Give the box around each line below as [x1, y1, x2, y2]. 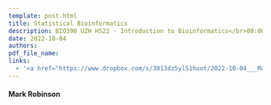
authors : [8, 42, 38, 50]
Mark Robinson [8, 90, 60, 99]
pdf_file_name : [8, 49, 60, 57]
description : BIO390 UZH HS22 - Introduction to [8, 27, 175, 35]
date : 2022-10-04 [8, 34, 67, 43]
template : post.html [8, 11, 78, 20]
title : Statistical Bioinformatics [8, 19, 128, 27]
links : [8, 57, 31, 65]
